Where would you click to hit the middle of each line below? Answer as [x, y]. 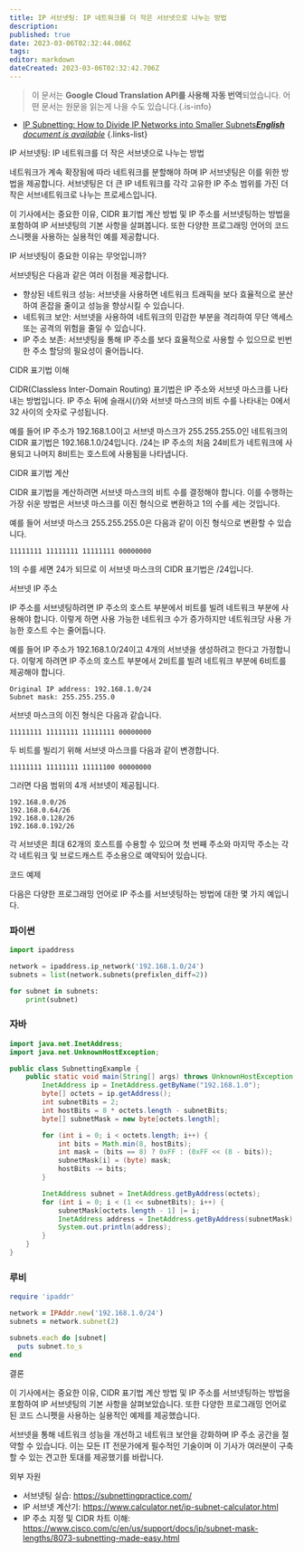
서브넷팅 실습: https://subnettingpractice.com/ [107, 1495]
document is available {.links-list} [85, 134]
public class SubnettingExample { [75, 1069]
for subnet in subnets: [54, 991]
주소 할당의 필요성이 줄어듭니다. [88, 350]
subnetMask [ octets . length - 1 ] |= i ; [129, 1210]
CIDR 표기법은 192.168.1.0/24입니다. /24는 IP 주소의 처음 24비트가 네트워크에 [146, 442]
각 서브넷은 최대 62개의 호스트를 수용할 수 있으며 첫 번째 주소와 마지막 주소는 [144, 843]
